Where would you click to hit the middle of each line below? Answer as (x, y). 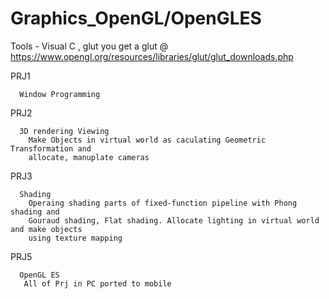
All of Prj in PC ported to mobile (97, 283)
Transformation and (51, 148)
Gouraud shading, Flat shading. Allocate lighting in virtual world (174, 220)
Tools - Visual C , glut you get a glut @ (89, 46)
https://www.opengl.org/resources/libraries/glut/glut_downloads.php (152, 56)
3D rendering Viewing (64, 131)
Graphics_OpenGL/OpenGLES (136, 18)
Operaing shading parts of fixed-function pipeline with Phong (163, 203)
